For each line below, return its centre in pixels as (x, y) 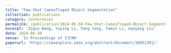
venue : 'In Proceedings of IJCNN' (42, 38)
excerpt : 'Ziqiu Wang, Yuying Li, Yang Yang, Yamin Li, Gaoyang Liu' (81, 29)
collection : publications (33, 15)
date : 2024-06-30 (24, 33)
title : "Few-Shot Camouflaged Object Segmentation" (61, 10)
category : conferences (29, 19)
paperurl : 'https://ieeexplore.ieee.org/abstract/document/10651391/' (82, 43)
